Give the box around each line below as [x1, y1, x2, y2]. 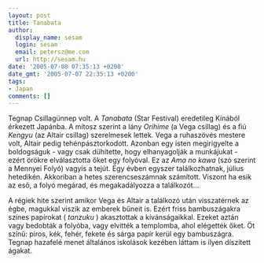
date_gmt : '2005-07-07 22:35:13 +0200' [8, 70, 139, 78]
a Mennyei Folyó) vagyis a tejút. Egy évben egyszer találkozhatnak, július [8, 164, 244, 173]
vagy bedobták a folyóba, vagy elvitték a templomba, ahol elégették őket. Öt [8, 221, 255, 231]
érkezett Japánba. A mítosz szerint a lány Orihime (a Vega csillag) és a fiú [8, 122, 247, 131]
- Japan [8, 84, 34, 93]
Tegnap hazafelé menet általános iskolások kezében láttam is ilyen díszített [8, 238, 251, 247]
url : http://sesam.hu [15, 56, 86, 64]
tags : [8, 77, 26, 85]
